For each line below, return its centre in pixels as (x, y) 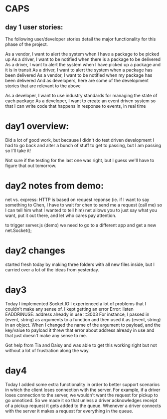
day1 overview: (37, 126)
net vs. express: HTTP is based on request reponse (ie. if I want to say (77, 200)
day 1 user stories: (34, 27)
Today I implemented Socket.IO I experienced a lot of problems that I (76, 304)
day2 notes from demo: (54, 186)
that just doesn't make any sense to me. (46, 335)
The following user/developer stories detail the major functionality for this (81, 39)
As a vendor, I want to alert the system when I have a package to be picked (82, 54)
